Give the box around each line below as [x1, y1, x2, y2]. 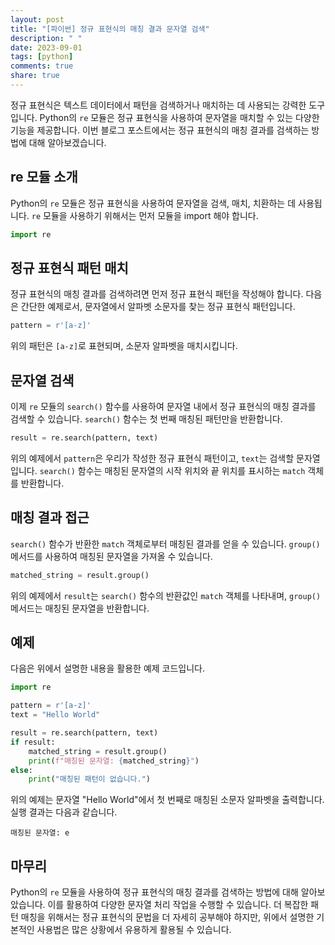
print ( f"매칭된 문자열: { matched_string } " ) [28, 756, 200, 766]
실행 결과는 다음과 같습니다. [10, 806, 118, 818]
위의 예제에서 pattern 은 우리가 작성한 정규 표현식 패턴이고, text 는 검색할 [10, 452, 295, 464]
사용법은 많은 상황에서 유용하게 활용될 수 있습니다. [36, 924, 232, 936]
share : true [10, 71, 60, 81]
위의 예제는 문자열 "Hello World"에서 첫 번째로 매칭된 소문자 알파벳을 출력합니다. [10, 794, 325, 806]
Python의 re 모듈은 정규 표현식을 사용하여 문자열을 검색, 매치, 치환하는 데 [10, 197, 297, 209]
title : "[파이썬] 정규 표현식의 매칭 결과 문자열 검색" [10, 24, 210, 34]
